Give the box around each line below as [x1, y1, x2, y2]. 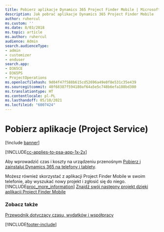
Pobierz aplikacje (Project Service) [5, 124, 148, 135]
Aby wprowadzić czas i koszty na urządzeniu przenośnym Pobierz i [5, 158, 141, 164]
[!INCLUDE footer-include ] [5, 222, 57, 228]
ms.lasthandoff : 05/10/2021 [5, 98, 62, 103]
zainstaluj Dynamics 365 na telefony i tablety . [5, 164, 97, 169]
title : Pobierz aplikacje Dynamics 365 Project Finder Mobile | [5, 7, 139, 12]
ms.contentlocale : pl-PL [5, 93, 56, 98]
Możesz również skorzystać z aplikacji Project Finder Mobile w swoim [5, 173, 145, 179]
